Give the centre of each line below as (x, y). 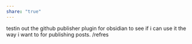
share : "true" (24, 11)
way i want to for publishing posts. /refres (57, 34)
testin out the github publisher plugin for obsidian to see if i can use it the (96, 28)
